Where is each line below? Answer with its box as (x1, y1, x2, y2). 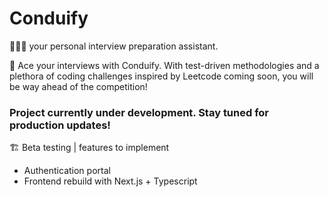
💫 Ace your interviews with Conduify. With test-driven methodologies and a (9, 59, 320, 71)
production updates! (9, 118, 111, 132)
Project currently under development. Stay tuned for (9, 105, 270, 119)
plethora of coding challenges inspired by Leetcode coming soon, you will (9, 70, 314, 82)
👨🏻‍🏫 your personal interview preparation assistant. (9, 40, 219, 52)
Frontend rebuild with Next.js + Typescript (23, 175, 198, 187)
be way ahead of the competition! (9, 80, 148, 92)
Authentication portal (23, 165, 111, 177)
